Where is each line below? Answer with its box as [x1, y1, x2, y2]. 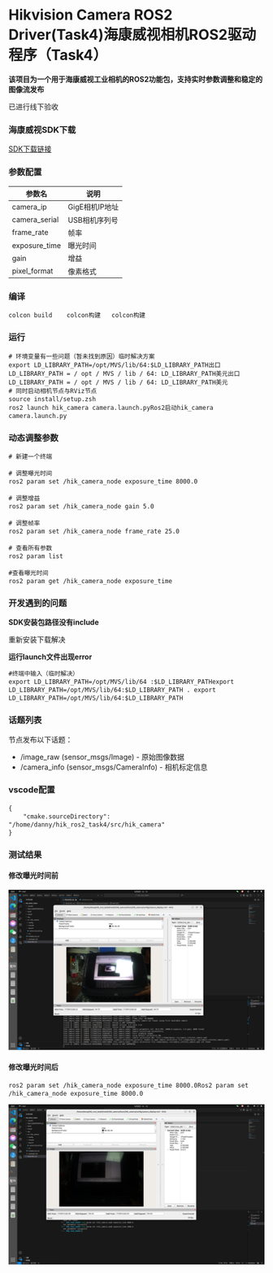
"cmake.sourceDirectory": [23, 812, 111, 821]
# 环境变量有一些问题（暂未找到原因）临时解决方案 [8, 352, 155, 360]
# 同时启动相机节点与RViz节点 [8, 386, 97, 395]
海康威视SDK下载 [8, 124, 76, 135]
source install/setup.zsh [8, 395, 96, 403]
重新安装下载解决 [8, 634, 66, 644]
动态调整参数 [8, 432, 59, 443]
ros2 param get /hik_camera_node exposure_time [8, 577, 173, 585]
